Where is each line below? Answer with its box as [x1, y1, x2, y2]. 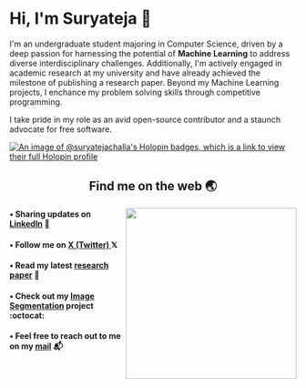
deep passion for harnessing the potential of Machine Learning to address [9, 47, 291, 58]
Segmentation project [9, 300, 94, 311]
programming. [9, 96, 63, 107]
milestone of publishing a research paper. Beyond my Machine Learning [9, 77, 280, 87]
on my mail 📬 [9, 341, 64, 352]
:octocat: [9, 310, 46, 321]
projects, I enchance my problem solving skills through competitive [9, 87, 261, 97]
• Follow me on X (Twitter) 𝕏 [9, 239, 118, 250]
